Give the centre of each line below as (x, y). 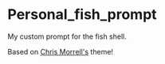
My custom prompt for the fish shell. (67, 36)
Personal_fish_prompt (82, 15)
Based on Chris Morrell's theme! (60, 51)
